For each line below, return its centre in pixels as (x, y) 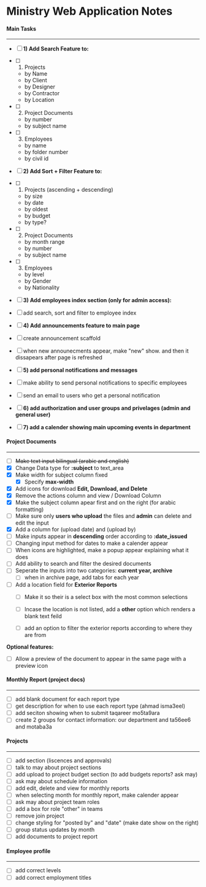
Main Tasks (21, 28)
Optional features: (30, 647)
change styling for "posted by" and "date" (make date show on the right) (107, 823)
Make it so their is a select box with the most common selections (106, 596)
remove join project (40, 816)
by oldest (36, 209)
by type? (36, 222)
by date (34, 203)
